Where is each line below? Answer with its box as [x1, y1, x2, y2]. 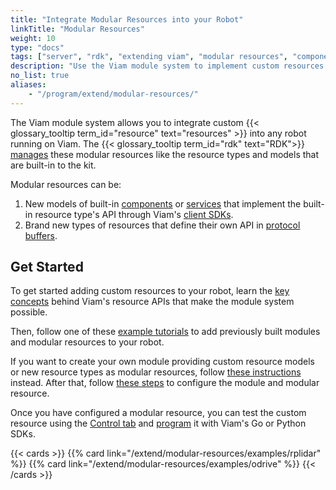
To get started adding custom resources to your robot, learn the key [10, 285, 290, 297]
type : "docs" [10, 42, 65, 53]
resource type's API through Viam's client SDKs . [34, 208, 234, 220]
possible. [10, 306, 48, 318]
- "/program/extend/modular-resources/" [28, 89, 199, 99]
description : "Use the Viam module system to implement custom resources [10, 61, 325, 71]
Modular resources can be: [10, 178, 122, 190]
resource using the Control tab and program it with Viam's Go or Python [10, 417, 307, 430]
